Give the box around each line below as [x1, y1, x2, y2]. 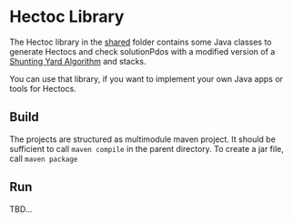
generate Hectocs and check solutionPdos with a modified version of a [9, 45, 276, 56]
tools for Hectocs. [9, 83, 77, 94]
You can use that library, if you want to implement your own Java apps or [9, 73, 284, 84]
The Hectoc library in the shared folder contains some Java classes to [9, 36, 272, 47]
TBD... [9, 203, 33, 215]
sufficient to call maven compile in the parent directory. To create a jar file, [9, 143, 284, 154]
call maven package [9, 153, 78, 164]
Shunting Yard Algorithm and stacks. [9, 55, 147, 66]
